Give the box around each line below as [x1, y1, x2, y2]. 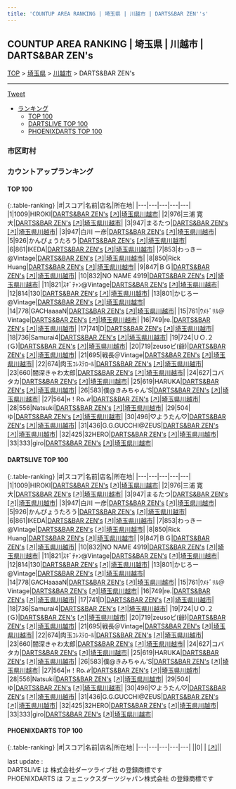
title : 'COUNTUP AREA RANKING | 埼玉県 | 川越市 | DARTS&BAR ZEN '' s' [7, 10, 209, 18]
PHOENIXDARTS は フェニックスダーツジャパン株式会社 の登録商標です [7, 774, 214, 783]
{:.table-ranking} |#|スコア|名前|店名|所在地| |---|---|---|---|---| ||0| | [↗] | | [7, 743, 222, 751]
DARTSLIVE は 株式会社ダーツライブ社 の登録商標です [7, 765, 163, 774]
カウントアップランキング [7, 167, 93, 177]
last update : [7, 757, 44, 765]
